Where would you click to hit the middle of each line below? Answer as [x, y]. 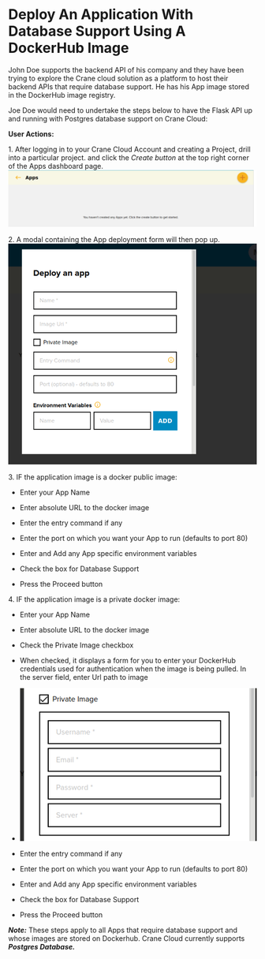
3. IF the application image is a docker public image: [93, 477]
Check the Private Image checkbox [77, 645]
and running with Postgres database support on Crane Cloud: [108, 118]
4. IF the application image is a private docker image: [94, 599]
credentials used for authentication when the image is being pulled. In [133, 669]
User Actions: [31, 134]
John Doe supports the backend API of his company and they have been [126, 69]
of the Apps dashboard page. [56, 166]
